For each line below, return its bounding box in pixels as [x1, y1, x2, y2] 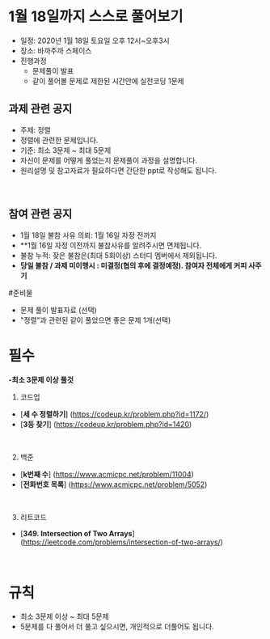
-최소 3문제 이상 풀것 [8, 375, 74, 384]
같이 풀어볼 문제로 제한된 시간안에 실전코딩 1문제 [32, 76, 184, 86]
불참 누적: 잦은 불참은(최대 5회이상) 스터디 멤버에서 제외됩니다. [19, 250, 217, 260]
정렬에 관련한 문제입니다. [19, 135, 99, 145]
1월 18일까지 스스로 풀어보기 [8, 7, 184, 26]
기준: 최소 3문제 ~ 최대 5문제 [19, 145, 112, 154]
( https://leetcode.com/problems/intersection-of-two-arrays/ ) [19, 537, 224, 547]
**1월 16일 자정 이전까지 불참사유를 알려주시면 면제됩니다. [19, 240, 202, 250]
